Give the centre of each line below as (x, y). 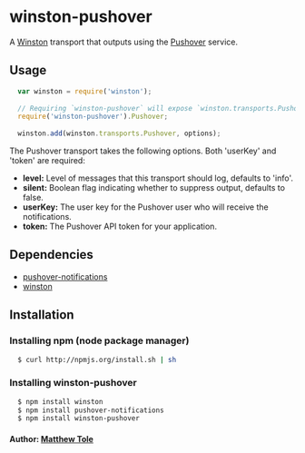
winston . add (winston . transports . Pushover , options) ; (119, 133)
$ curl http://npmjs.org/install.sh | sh (97, 359)
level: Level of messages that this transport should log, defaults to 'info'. (157, 178)
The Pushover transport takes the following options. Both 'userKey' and (143, 151)
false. (33, 197)
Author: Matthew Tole (51, 438)
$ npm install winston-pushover (79, 419)
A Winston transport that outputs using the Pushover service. (124, 42)
